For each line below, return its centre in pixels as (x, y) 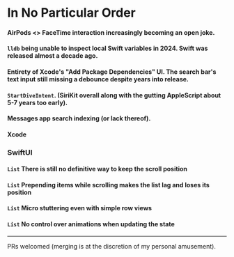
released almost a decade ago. (53, 56)
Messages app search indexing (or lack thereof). (79, 118)
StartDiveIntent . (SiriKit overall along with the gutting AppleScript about (114, 95)
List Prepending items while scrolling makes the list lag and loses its (109, 185)
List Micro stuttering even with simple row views (79, 208)
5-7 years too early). (38, 102)
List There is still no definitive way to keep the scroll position (97, 169)
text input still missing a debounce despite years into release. (98, 79)
